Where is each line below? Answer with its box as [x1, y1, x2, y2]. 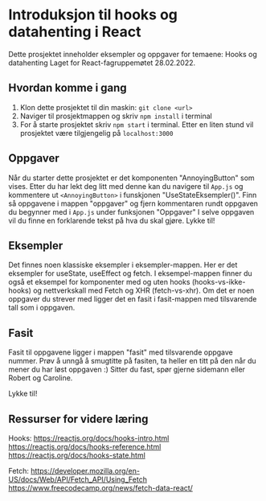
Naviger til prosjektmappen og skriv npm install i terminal [19, 111, 213, 121]
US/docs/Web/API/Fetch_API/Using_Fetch [8, 474, 147, 484]
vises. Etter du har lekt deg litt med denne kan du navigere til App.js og [8, 181, 243, 191]
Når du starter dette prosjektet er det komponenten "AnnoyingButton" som [8, 173, 255, 183]
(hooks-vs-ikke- [191, 277, 246, 287]
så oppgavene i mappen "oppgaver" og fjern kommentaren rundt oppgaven [8, 199, 259, 208]
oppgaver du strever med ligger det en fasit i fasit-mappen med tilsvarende [8, 294, 257, 304]
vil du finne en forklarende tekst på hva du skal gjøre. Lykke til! [8, 216, 215, 225]
